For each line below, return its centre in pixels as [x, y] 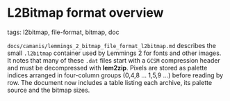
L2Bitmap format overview [85, 13]
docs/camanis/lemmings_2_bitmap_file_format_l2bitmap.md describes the [112, 45]
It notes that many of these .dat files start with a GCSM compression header [114, 60]
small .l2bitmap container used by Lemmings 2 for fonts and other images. [114, 53]
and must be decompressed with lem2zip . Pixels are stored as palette [107, 68]
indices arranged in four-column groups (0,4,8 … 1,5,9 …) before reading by [115, 75]
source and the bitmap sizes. [49, 90]
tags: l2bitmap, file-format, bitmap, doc [63, 32]
